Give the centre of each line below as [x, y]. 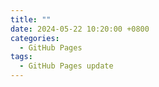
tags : [21, 57]
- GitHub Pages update [66, 66]
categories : [35, 38]
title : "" [31, 19]
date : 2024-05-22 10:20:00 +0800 [80, 29]
